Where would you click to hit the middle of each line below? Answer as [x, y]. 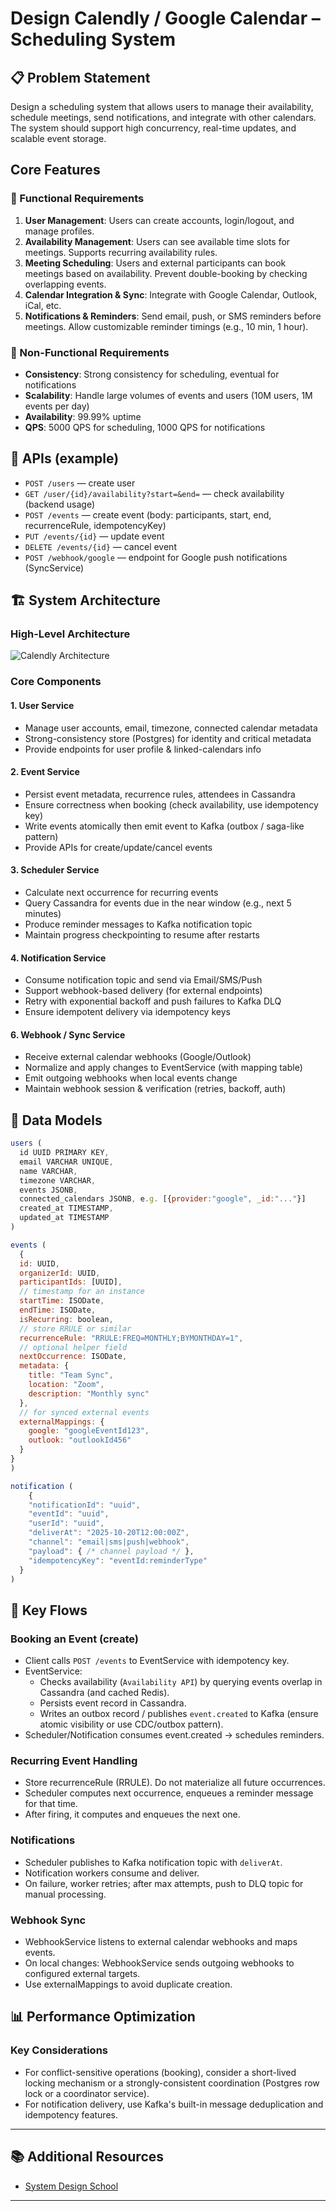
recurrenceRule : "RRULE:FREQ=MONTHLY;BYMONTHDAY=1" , [131, 1338]
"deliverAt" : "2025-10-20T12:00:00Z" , [109, 1533]
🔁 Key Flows [49, 1610]
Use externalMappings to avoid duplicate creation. [128, 1984]
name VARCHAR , [48, 1171]
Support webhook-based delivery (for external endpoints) [143, 991]
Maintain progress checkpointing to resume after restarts [142, 935]
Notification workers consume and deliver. [112, 1873]
